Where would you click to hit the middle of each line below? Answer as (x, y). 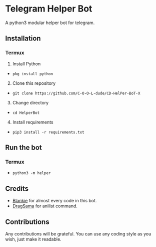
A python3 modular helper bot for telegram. (50, 23)
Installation (23, 38)
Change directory (30, 102)
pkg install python (33, 74)
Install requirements (33, 122)
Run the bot (24, 148)
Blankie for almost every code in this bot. (54, 201)
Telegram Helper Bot (49, 9)
